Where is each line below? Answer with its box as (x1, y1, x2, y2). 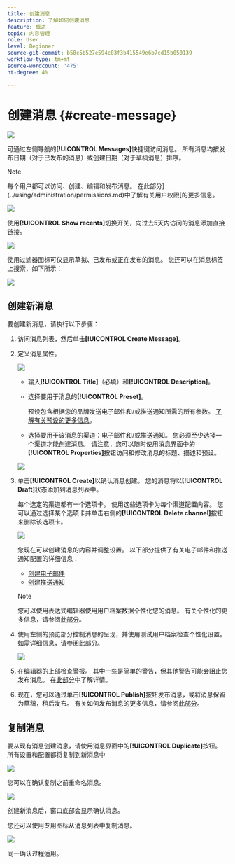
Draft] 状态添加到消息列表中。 (17, 485, 103, 494)
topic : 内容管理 (7, 29, 50, 37)
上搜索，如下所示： (7, 264, 63, 273)
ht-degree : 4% (7, 69, 49, 76)
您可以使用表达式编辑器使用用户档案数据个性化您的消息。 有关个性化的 (17, 606, 222, 615)
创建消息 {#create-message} (7, 107, 177, 123)
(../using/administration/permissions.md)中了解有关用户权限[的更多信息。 (7, 190, 219, 200)
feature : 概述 (7, 23, 47, 30)
